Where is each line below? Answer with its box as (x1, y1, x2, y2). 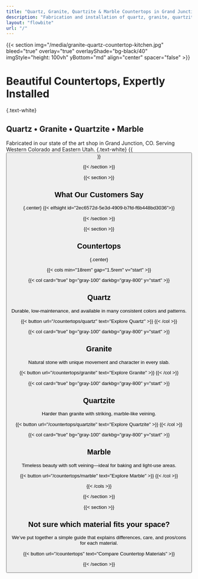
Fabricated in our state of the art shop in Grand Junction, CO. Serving (6, 140, 175, 147)
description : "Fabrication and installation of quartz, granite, (6, 14, 170, 20)
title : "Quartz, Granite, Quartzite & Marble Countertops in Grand (6, 8, 176, 15)
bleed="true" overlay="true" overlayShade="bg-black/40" (6, 48, 148, 55)
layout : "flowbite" (6, 20, 54, 25)
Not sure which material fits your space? (28, 520, 170, 529)
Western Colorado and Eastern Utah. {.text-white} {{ (6, 146, 133, 153)
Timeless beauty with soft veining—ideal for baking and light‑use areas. (21, 462, 177, 468)
